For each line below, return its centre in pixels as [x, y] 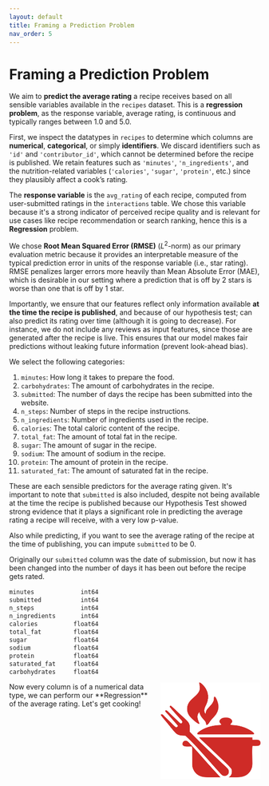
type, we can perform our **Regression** [79, 695]
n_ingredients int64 [54, 616]
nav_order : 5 [31, 34]
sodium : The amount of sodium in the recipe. [93, 453]
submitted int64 [54, 600]
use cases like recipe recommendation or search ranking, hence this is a [128, 220]
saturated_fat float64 [54, 664]
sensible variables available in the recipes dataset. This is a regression [126, 105]
